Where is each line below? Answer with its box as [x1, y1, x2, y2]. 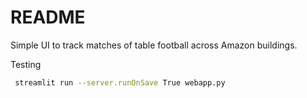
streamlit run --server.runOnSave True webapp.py [14, 77, 226, 88]
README [10, 6, 86, 29]
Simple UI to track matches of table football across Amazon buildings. [10, 39, 298, 51]
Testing [10, 58, 42, 70]
